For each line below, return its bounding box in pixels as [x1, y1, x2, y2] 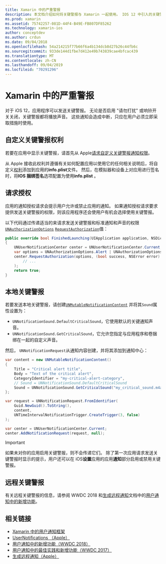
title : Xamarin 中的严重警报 [5, 7, 61, 12]
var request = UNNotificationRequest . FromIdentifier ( [5, 399, 119, 404]
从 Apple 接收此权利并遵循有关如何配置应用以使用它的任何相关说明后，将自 [5, 160, 158, 166]
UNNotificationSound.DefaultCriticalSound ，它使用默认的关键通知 [12, 318, 149, 324]
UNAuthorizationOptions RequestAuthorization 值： [5, 226, 108, 232]
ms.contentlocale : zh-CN [5, 58, 56, 63]
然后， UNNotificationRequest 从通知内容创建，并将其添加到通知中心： [5, 348, 148, 354]
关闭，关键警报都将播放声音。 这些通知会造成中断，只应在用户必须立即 [9, 114, 154, 120]
